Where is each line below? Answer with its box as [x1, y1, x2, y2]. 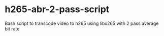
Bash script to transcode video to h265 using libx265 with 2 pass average [5, 20, 159, 26]
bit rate [5, 25, 20, 31]
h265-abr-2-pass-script [5, 4, 110, 15]
